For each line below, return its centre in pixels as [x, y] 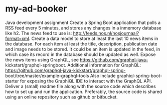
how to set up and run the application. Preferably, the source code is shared [83, 91]
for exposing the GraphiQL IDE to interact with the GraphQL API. [86, 81]
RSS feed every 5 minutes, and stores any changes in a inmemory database [83, 27]
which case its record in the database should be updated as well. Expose [80, 54]
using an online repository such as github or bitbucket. [61, 97]
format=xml [17, 38]
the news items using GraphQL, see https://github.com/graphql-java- [77, 59]
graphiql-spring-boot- [139, 75]
